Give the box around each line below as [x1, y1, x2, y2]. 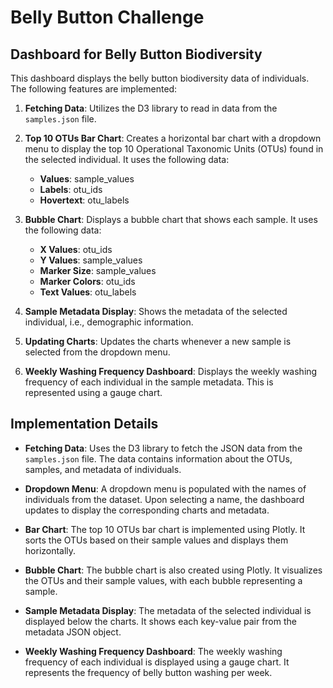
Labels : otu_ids [39, 184, 103, 195]
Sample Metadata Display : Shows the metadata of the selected [24, 306, 288, 317]
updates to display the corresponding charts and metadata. [24, 504, 270, 516]
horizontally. [24, 544, 77, 556]
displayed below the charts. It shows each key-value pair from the [24, 615, 297, 627]
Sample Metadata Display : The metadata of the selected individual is [24, 604, 312, 616]
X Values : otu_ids [39, 244, 113, 255]
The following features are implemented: [10, 83, 178, 95]
